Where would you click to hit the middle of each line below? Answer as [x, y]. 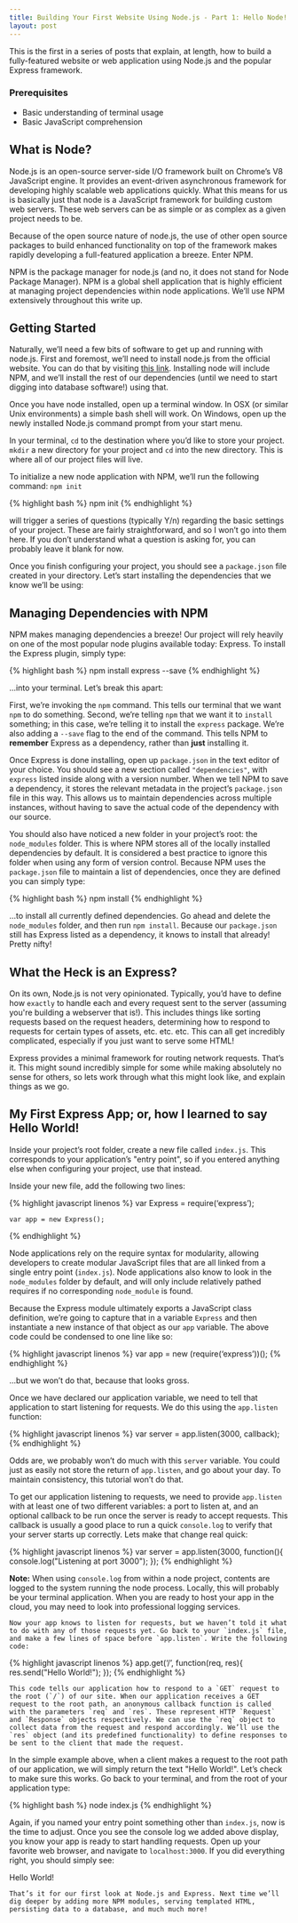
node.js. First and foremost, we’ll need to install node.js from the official [140, 359]
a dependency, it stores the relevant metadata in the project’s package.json [146, 789]
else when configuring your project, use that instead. [106, 1168]
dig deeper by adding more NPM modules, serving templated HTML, [132, 1901]
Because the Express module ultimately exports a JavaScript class [131, 1307]
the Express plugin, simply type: [68, 654]
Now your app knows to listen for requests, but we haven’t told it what [149, 1623]
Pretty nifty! [31, 945]
